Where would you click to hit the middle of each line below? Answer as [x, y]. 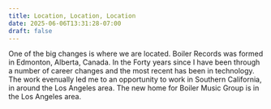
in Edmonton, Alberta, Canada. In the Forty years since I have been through [134, 62]
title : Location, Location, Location [72, 16]
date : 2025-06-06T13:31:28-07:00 [65, 23]
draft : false [30, 31]
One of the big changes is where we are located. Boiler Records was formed [136, 54]
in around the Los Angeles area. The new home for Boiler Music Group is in [134, 88]
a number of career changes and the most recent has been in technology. [131, 71]
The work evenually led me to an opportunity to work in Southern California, [135, 80]
